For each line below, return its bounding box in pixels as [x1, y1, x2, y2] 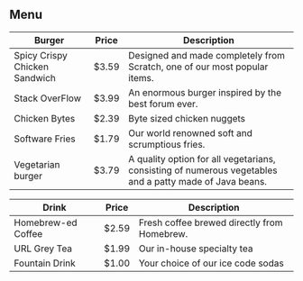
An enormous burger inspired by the [128, 86, 282, 98]
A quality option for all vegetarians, [128, 152, 277, 165]
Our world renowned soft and [128, 126, 252, 139]
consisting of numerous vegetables [128, 164, 278, 177]
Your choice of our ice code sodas [138, 257, 284, 269]
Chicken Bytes [14, 112, 76, 124]
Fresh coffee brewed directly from [138, 216, 283, 229]
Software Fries [14, 132, 76, 145]
